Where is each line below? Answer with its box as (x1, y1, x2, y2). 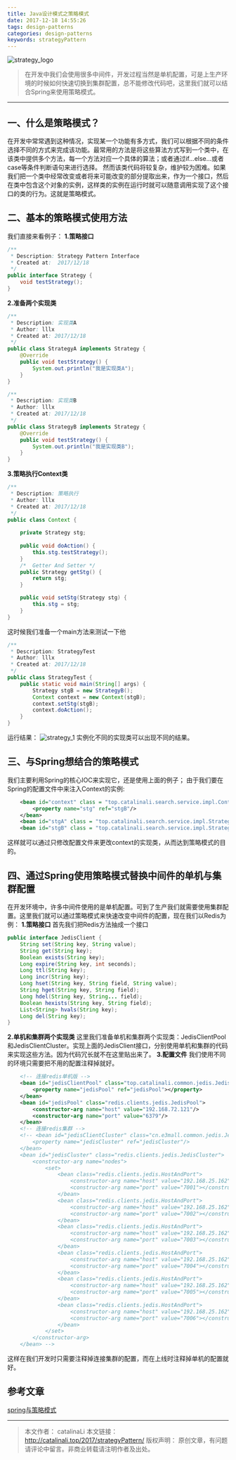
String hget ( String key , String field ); (20, 987, 140, 994)
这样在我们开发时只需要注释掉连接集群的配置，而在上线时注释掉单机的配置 (7, 1355, 223, 1362)
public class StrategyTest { (7, 674, 93, 681)
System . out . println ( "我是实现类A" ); (32, 364, 135, 372)
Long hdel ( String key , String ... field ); (20, 993, 143, 1000)
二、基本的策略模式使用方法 (7, 212, 128, 224)
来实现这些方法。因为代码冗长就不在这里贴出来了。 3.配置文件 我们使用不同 (7, 1051, 226, 1059)
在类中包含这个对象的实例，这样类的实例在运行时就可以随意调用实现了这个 (7, 180, 223, 189)
